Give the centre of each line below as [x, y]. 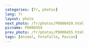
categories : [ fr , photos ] [31, 10]
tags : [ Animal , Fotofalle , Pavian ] [41, 37]
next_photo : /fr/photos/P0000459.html [44, 23]
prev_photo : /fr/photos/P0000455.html [44, 32]
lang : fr [14, 14]
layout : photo [20, 19]
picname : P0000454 [24, 28]
